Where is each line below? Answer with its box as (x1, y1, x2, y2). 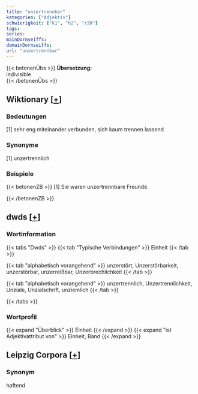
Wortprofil (6, 312, 37, 321)
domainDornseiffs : (6, 43, 52, 49)
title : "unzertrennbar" (6, 8, 66, 15)
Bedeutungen (6, 112, 47, 121)
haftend (6, 381, 26, 389)
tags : (6, 25, 20, 32)
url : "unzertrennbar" (6, 48, 61, 54)
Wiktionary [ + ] (6, 94, 62, 105)
